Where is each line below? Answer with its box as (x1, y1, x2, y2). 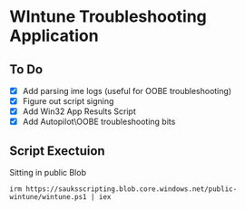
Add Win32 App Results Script (22, 106, 136, 117)
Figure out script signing (22, 96, 114, 107)
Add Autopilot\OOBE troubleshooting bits (22, 116, 176, 128)
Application (9, 25, 99, 46)
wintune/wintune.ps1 (9, 193, 88, 202)
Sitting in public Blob (9, 167, 86, 178)
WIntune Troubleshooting (9, 6, 207, 27)
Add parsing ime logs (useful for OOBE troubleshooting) (22, 86, 232, 96)
